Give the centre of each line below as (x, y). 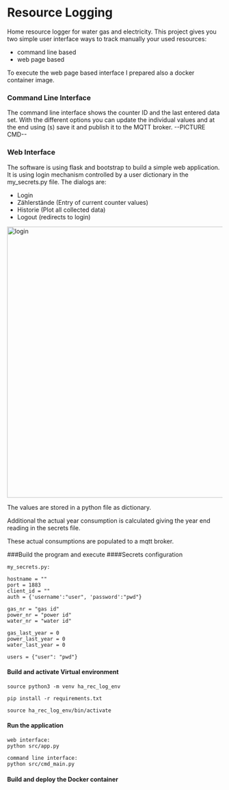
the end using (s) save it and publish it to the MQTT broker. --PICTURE (106, 127)
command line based (46, 52)
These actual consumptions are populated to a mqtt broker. (91, 541)
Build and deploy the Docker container (63, 779)
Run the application (35, 726)
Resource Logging (60, 13)
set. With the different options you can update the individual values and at (111, 120)
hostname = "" (27, 579)
